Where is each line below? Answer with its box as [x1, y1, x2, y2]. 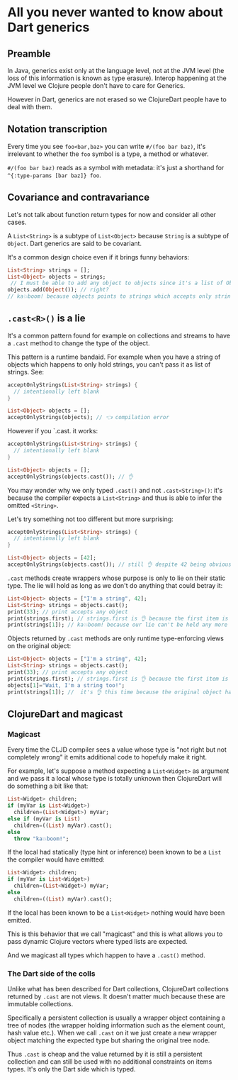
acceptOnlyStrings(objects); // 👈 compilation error [7, 414, 170, 421]
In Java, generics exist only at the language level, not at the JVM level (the [7, 67, 225, 74]
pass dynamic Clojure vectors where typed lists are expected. [7, 937, 188, 945]
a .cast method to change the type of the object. [7, 338, 150, 347]
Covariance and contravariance [7, 191, 150, 204]
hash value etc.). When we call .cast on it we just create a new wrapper [7, 1029, 217, 1037]
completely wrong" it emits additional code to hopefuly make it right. [7, 753, 208, 762]
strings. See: [7, 367, 45, 376]
